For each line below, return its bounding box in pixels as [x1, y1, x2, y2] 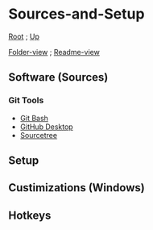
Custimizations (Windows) [8, 181, 145, 194]
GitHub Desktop [19, 122, 74, 132]
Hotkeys [8, 208, 52, 222]
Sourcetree [19, 130, 58, 140]
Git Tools [8, 94, 44, 106]
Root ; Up [8, 31, 40, 41]
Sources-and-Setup [8, 5, 145, 23]
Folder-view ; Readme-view [8, 47, 101, 56]
